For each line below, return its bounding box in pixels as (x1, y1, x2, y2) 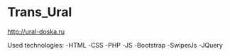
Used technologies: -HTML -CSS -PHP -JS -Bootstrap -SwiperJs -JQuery (7, 41, 224, 49)
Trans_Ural (7, 4, 72, 20)
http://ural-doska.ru (7, 27, 65, 36)
